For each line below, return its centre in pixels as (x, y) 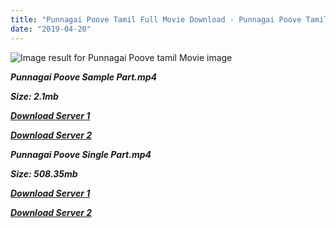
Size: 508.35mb (44, 173)
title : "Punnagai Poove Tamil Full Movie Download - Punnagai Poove (156, 19)
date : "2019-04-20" (51, 29)
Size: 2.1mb (34, 96)
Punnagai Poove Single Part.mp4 (81, 154)
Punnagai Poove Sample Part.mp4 (84, 77)
